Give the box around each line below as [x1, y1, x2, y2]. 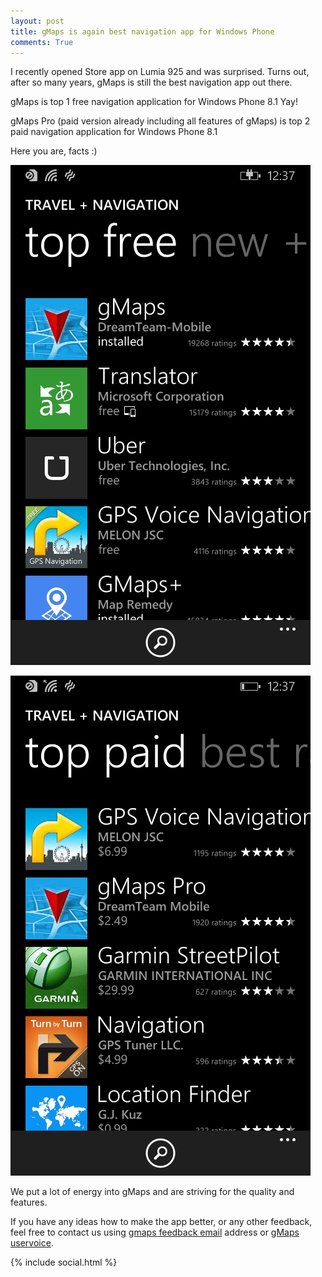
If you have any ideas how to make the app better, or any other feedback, [10, 1216, 313, 1228]
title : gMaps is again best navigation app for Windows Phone [10, 26, 275, 37]
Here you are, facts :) [10, 145, 98, 157]
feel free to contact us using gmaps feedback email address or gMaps [10, 1226, 300, 1239]
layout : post [10, 16, 65, 26]
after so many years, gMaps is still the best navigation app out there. [10, 76, 293, 89]
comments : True [10, 37, 74, 47]
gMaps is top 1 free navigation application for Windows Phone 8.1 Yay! [10, 96, 298, 108]
